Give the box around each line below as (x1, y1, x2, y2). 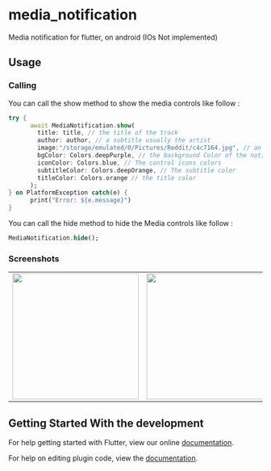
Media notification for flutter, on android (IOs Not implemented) (8, 32, 218, 42)
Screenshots (8, 252, 60, 264)
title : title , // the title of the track (37, 129, 179, 137)
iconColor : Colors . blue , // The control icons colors (37, 159, 222, 167)
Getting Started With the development (8, 416, 204, 430)
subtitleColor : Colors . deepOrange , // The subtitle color (37, 166, 236, 174)
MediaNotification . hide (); (8, 234, 99, 242)
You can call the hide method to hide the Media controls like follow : (8, 219, 234, 227)
